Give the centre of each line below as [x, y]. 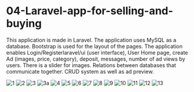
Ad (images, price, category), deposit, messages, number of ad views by [96, 59]
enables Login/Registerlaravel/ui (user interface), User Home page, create [97, 52]
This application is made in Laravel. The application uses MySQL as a [91, 40]
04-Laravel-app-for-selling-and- [90, 11]
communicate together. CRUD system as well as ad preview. [80, 71]
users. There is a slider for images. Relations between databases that [91, 65]
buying [24, 23]
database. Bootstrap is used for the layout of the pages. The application [95, 46]
